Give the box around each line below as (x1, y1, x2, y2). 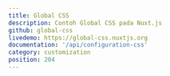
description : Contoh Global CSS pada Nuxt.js (8, 19, 162, 27)
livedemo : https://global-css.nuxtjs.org (8, 33, 148, 42)
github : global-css (8, 26, 73, 34)
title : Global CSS (8, 11, 69, 20)
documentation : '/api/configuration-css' (8, 41, 148, 49)
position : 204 (8, 56, 56, 64)
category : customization (8, 48, 91, 56)
